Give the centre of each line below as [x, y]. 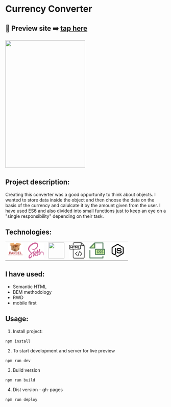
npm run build [20, 380]
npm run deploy [21, 399]
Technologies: [29, 232]
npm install [18, 341]
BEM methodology [32, 292]
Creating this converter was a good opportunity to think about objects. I [80, 194]
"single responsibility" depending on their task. [55, 216]
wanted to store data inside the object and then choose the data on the [80, 200]
